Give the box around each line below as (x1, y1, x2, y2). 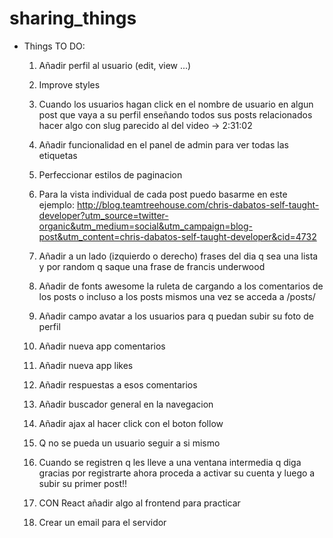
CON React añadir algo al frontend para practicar (38, 497, 241, 509)
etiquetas (38, 149, 78, 161)
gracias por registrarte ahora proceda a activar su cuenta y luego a (38, 467, 316, 479)
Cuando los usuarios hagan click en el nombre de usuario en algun (38, 98, 314, 110)
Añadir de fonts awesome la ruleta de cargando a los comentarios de (38, 280, 324, 292)
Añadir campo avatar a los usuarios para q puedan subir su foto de (38, 310, 314, 322)
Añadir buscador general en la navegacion (38, 398, 214, 410)
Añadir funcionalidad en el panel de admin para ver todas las (38, 138, 289, 151)
